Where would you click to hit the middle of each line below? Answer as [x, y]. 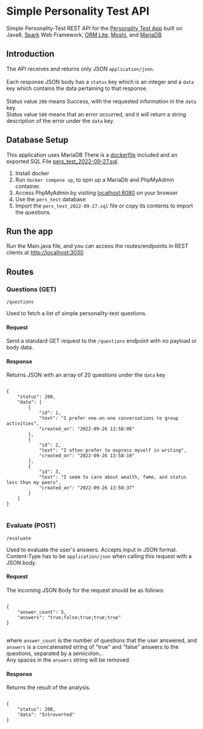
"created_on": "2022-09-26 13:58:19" [87, 456]
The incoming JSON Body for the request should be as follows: [85, 590]
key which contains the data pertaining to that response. [77, 88]
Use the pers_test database [51, 199]
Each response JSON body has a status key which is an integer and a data [100, 81]
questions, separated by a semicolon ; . [55, 653]
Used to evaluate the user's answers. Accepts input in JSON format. [92, 550]
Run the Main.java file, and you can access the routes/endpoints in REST [98, 246]
